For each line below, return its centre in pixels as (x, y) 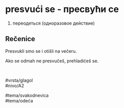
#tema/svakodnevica (27, 95)
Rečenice (20, 39)
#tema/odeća (19, 100)
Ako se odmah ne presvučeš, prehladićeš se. (52, 61)
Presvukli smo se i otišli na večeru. (41, 51)
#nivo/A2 (15, 85)
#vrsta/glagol (19, 80)
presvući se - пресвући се (62, 9)
